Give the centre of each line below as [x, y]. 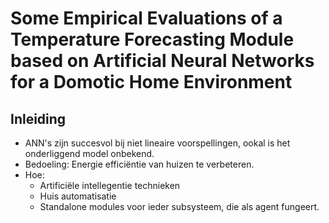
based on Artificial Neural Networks [162, 61]
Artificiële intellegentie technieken [110, 185]
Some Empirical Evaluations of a [146, 18]
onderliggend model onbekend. [89, 153]
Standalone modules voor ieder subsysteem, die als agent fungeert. [179, 206]
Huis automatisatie [78, 196]
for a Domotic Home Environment [151, 82]
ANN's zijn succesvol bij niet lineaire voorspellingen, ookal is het [157, 143]
